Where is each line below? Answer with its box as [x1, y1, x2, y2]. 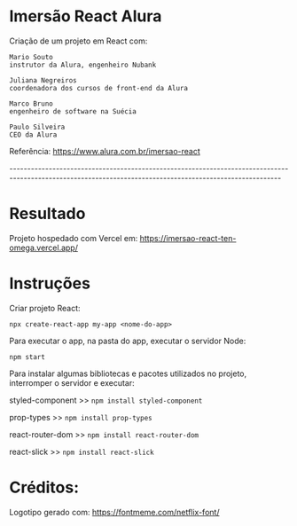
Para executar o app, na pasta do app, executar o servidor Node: [9, 335, 246, 346]
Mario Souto [9, 52, 53, 61]
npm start [9, 352, 46, 361]
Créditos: [9, 477, 80, 498]
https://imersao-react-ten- [139, 232, 237, 243]
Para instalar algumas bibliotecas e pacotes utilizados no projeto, [9, 368, 247, 379]
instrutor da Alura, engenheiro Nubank [9, 60, 157, 69]
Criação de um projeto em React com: [9, 35, 148, 46]
